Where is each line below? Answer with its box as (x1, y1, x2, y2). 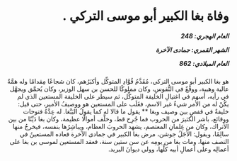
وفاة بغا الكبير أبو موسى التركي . (62, 8, 229, 24)
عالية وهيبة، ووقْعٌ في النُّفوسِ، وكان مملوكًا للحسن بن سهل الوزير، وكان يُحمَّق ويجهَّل (9, 84, 229, 93)
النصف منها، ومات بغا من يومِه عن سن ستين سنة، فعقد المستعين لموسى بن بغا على (9, 138, 229, 146)
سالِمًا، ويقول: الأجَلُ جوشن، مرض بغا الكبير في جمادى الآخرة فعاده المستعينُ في (19, 130, 229, 138)
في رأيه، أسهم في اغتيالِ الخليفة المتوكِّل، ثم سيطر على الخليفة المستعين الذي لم (17, 92, 229, 101)
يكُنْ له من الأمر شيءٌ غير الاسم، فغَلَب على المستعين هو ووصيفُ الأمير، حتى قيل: (18, 100, 229, 109)
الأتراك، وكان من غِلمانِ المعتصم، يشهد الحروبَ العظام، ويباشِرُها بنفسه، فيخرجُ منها (12, 122, 229, 131)
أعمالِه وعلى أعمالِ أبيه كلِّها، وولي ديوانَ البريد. (108, 145, 229, 153)
